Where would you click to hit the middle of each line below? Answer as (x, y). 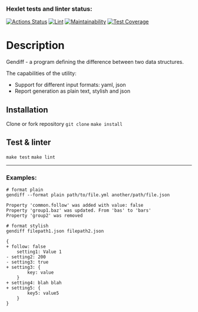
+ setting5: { (24, 288)
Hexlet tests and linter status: (49, 9)
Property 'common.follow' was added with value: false (75, 206)
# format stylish (27, 226)
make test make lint (31, 157)
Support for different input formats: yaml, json (70, 85)
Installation (27, 110)
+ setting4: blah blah (34, 283)
